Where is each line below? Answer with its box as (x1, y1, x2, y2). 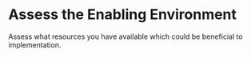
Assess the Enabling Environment (8, 6, 237, 24)
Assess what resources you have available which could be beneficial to (8, 32, 243, 41)
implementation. (8, 40, 62, 49)
